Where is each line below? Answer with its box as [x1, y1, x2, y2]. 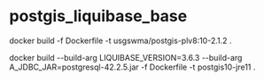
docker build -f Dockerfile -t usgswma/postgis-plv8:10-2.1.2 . [9, 35, 232, 46]
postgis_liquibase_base [9, 6, 188, 26]
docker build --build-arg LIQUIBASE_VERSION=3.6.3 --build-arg [9, 52, 243, 63]
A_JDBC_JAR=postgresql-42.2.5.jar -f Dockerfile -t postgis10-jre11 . [9, 62, 256, 72]
